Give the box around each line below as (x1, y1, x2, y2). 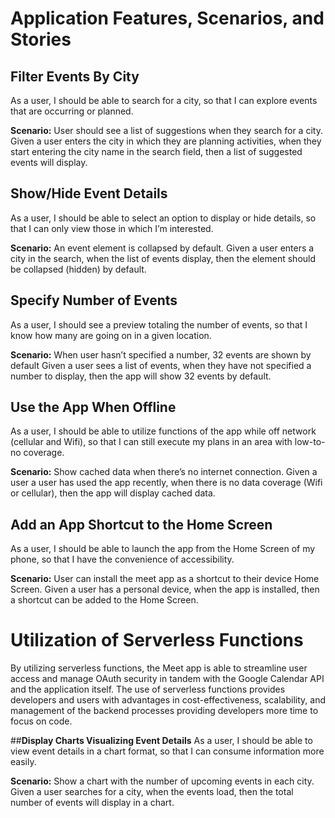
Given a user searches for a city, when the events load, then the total (10, 786, 294, 798)
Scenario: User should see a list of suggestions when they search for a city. (10, 125, 323, 136)
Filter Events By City (10, 68, 140, 85)
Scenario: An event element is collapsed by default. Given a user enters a (10, 242, 315, 254)
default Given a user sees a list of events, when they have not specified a (10, 359, 312, 371)
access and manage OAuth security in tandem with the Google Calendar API (10, 673, 325, 685)
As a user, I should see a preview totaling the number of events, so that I (10, 318, 308, 331)
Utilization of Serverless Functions (10, 629, 304, 652)
